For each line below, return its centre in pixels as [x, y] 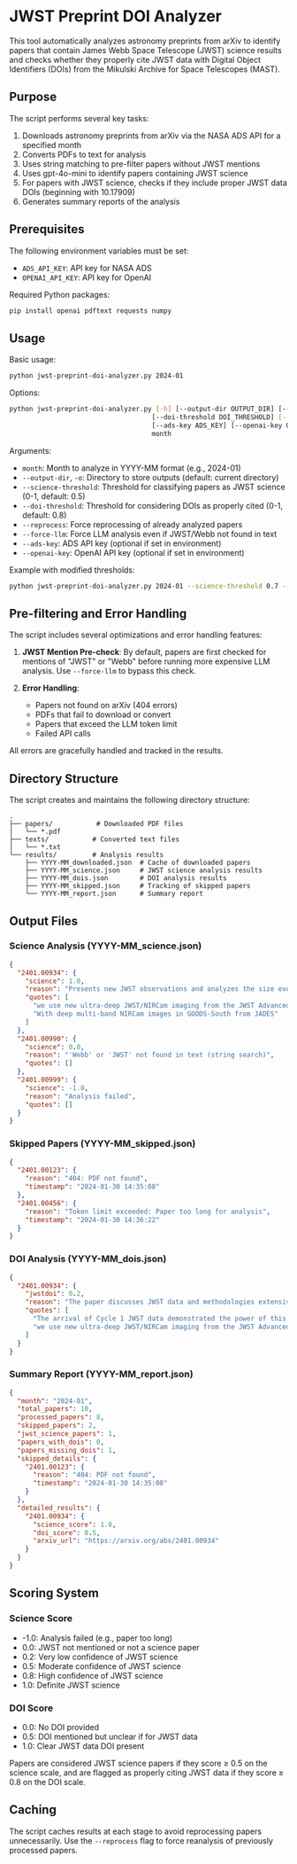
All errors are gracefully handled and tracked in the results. [116, 751]
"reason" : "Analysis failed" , [81, 1096]
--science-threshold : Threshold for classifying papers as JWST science [153, 487]
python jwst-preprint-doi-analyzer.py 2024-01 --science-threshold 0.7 [144, 586]
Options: [25, 393]
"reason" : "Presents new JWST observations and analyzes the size [150, 989]
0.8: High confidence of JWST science [92, 1675]
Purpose [33, 97]
